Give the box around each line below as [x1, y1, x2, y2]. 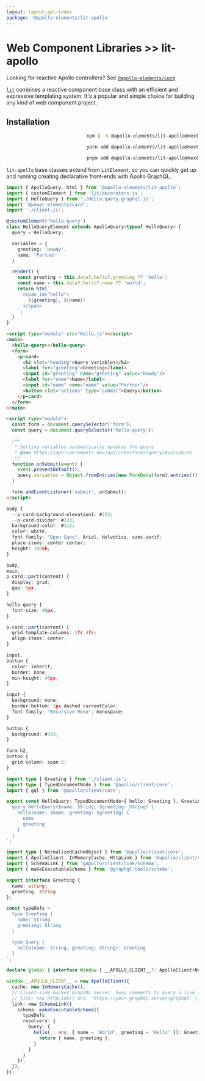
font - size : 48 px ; [12, 607, 56, 613]
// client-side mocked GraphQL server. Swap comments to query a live [12, 989, 195, 995]
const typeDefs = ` [6, 906, 56, 912]
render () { [12, 268, 40, 275]
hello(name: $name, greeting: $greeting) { [17, 810, 130, 816]
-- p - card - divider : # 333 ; [12, 517, 75, 523]
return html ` [17, 286, 51, 292]
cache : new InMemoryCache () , [12, 984, 86, 990]
